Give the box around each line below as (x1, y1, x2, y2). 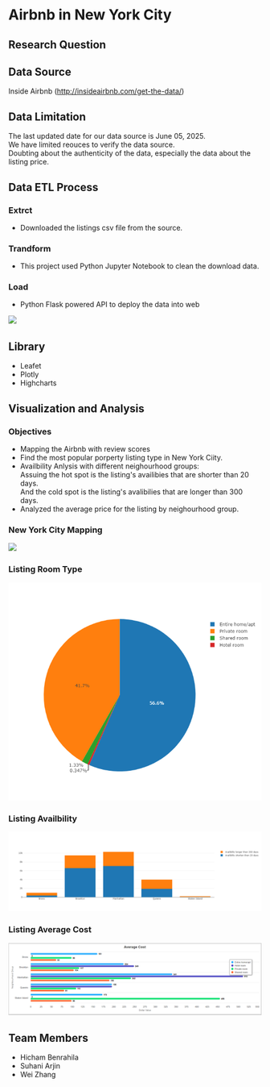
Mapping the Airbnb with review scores (19, 444, 151, 453)
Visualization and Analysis (8, 402, 145, 415)
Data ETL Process (8, 180, 99, 194)
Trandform (8, 243, 51, 254)
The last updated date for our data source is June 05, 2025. (8, 131, 207, 141)
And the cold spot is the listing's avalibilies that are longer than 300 (19, 486, 243, 497)
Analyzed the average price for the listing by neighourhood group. (19, 504, 239, 514)
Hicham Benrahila (19, 1052, 79, 1062)
